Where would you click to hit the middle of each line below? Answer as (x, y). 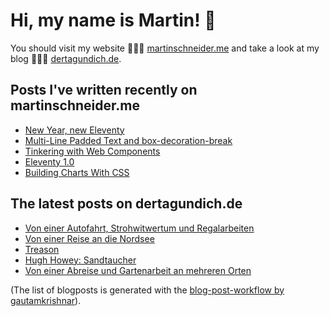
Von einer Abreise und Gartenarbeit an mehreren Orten (138, 270)
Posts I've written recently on (104, 90)
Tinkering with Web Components (92, 151)
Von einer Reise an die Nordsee (89, 238)
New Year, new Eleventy (74, 130)
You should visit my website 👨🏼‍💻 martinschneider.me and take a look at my (165, 48)
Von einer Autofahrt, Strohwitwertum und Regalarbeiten (139, 228)
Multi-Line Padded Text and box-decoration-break (128, 140)
